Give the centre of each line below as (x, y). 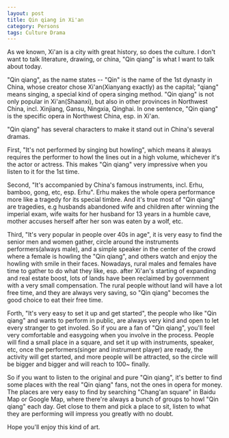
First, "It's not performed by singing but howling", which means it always (109, 150)
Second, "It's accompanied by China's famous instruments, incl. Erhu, (106, 185)
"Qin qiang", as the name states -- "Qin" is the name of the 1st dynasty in (110, 80)
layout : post (26, 13)
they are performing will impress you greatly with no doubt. (91, 414)
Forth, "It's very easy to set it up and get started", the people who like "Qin (112, 313)
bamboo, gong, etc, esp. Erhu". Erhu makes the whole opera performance (111, 192)
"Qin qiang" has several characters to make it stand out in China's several (111, 129)
